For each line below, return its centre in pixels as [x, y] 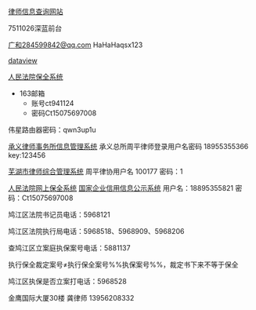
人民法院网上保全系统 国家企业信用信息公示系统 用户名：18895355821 [121, 188]
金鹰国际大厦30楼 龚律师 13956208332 [71, 298]
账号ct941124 [52, 103]
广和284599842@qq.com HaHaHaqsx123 [76, 45]
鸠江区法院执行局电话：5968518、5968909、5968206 [96, 231]
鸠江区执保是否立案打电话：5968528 [67, 281]
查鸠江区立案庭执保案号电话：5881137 [69, 248]
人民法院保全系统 [36, 77]
